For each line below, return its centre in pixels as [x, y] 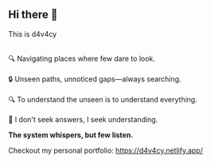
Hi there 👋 [33, 15]
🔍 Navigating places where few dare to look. [82, 58]
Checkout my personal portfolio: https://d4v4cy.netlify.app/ [105, 150]
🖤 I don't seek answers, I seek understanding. [83, 119]
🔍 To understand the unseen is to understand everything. [103, 99]
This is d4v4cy [33, 34]
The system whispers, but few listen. [71, 135]
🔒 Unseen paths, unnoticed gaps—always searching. [95, 79]
